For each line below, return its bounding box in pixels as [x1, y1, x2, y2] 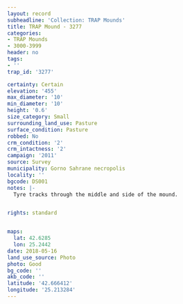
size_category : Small [7, 113, 70, 120]
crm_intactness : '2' [7, 145, 67, 153]
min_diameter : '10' [7, 100, 64, 108]
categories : [7, 29, 42, 37]
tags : [7, 56, 23, 63]
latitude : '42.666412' [7, 280, 73, 287]
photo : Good [7, 260, 42, 268]
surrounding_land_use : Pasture [7, 120, 98, 127]
